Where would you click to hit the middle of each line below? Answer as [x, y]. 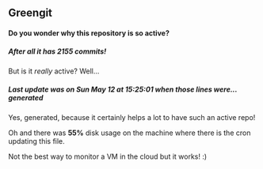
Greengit [30, 13]
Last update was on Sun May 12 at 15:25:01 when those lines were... [123, 89]
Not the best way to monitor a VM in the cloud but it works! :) [108, 156]
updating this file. [36, 141]
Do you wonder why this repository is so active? [89, 33]
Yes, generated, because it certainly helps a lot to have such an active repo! [132, 117]
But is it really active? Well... [54, 71]
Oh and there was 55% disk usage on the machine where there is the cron [130, 133]
